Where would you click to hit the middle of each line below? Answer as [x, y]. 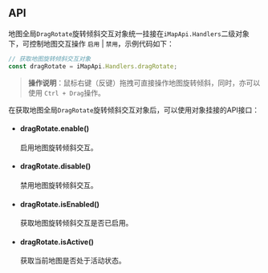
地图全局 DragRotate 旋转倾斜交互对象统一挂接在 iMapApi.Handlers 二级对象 [129, 33]
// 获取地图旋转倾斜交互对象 [50, 59]
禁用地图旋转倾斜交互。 [59, 185]
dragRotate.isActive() [57, 242]
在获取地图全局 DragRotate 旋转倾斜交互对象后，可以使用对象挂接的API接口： [134, 110]
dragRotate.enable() [55, 128]
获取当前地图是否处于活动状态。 [73, 261]
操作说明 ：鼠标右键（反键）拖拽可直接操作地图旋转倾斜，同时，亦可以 [144, 83]
